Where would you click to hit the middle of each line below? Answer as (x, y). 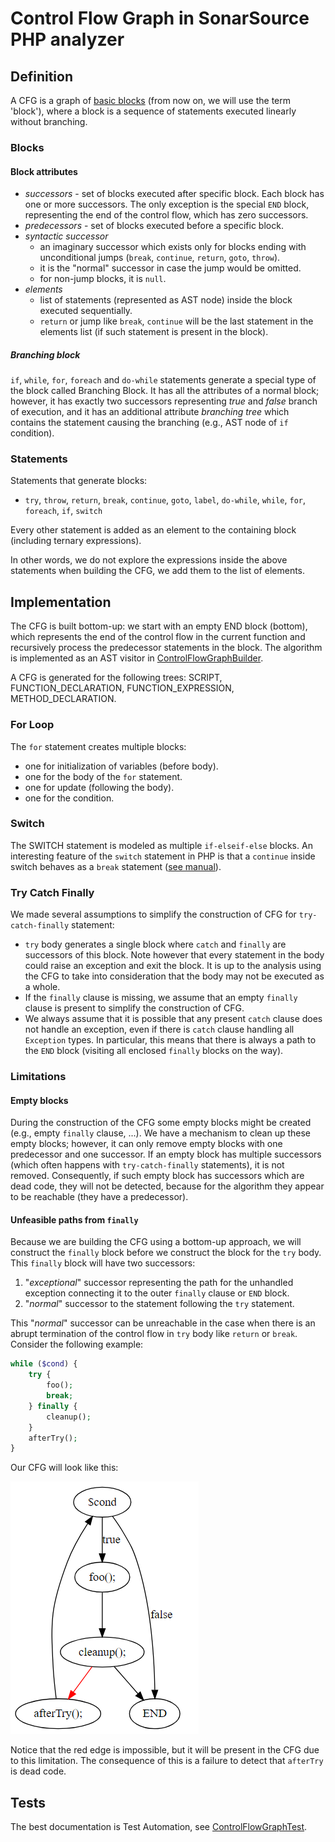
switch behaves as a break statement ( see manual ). (116, 866)
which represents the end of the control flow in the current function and (158, 637)
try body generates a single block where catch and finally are (155, 944)
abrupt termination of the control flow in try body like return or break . (154, 1334)
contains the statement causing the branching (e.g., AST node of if (149, 423)
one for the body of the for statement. (103, 776)
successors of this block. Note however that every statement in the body (174, 955)
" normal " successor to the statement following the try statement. (159, 1304)
